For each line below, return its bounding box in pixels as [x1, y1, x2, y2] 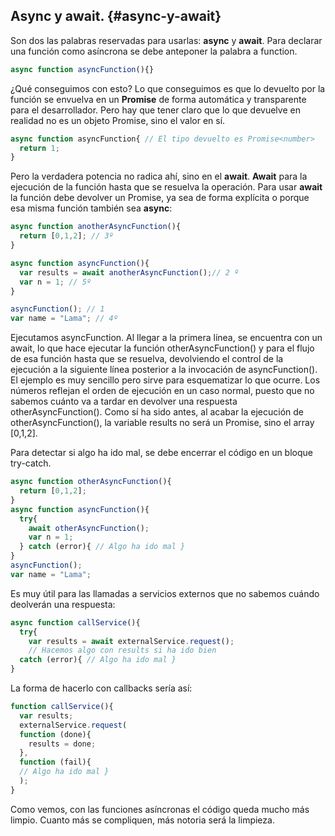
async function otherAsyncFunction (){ [10, 477, 172, 487]
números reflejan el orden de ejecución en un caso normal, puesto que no [10, 385, 315, 397]
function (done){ [19, 729, 92, 739]
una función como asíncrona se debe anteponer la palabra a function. [10, 45, 298, 57]
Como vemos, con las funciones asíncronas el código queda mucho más [10, 803, 310, 815]
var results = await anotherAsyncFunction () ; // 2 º [19, 267, 240, 278]
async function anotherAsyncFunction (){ [10, 222, 182, 232]
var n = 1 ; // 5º [19, 277, 92, 287]
